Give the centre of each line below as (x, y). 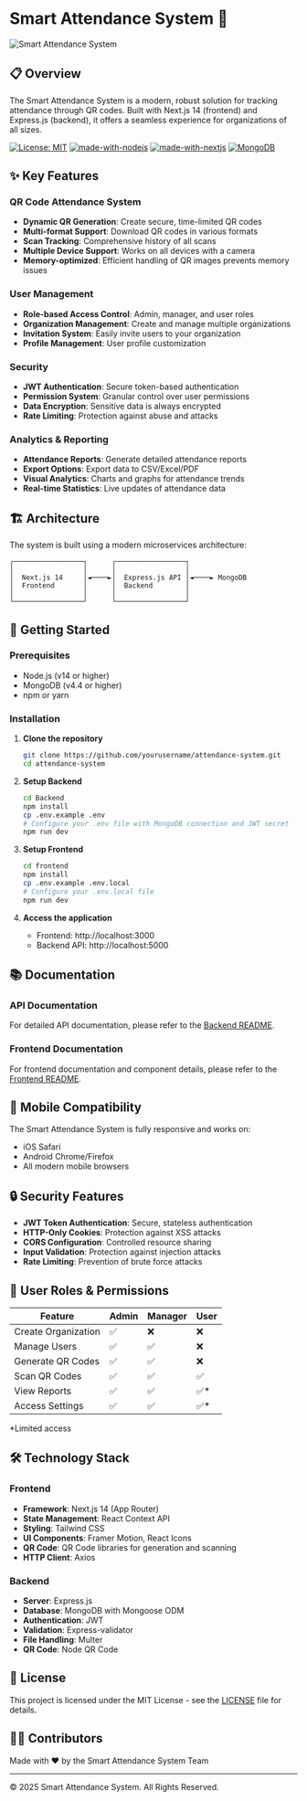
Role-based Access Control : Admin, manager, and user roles (138, 313)
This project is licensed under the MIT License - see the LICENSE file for (145, 1700)
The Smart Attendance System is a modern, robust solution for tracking (144, 101)
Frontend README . (46, 1078)
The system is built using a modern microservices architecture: (128, 545)
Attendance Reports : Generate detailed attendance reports (135, 460)
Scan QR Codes (48, 1376)
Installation (35, 718)
